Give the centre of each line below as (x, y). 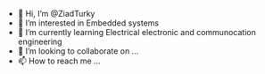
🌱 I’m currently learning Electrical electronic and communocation (137, 32)
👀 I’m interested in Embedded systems (88, 23)
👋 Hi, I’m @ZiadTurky (56, 14)
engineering (40, 41)
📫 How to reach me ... (59, 61)
